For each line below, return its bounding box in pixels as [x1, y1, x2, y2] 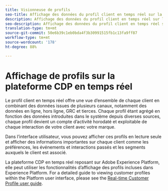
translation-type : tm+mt [5, 26, 57, 31]
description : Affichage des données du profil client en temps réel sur [5, 16, 160, 21]
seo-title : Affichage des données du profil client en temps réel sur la [5, 12, 162, 17]
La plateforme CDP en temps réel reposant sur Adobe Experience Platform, [5, 159, 160, 165]
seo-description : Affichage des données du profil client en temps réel [5, 21, 160, 26]
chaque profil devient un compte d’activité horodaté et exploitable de [5, 118, 147, 125]
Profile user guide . [5, 180, 43, 186]
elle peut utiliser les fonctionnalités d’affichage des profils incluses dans [5, 164, 153, 170]
